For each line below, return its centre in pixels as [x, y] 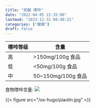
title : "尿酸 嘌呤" [24, 10]
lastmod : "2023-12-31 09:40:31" [39, 19]
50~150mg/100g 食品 [60, 76]
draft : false [19, 29]
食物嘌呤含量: [20, 90]
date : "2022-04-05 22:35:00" [36, 15]
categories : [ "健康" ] [27, 24]
